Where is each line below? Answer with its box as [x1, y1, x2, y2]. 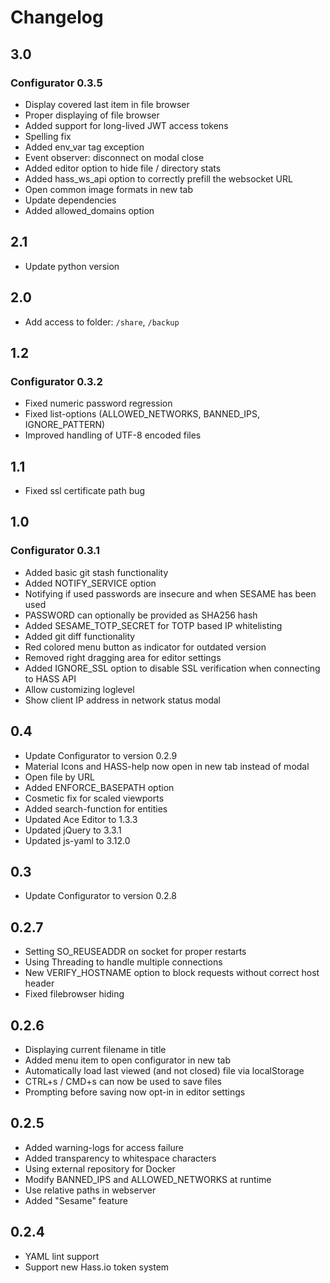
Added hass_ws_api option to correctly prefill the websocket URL [24, 172, 293, 185]
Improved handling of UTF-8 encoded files [24, 429, 202, 441]
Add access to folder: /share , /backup [24, 316, 180, 328]
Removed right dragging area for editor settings [24, 651, 222, 663]
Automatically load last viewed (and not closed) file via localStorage [24, 1064, 305, 1076]
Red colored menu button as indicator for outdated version [24, 641, 267, 653]
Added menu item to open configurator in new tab [24, 1054, 232, 1066]
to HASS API [24, 672, 77, 685]
